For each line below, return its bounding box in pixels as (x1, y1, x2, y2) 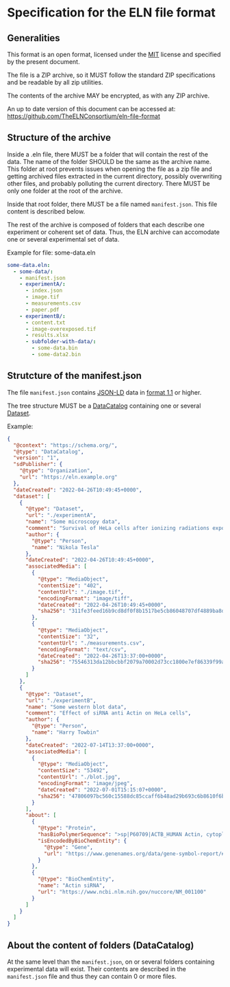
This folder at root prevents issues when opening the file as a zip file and (7, 165, 212, 173)
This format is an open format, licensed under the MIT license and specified (7, 50, 221, 58)
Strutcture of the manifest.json (7, 370, 142, 382)
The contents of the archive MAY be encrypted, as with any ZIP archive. (7, 91, 210, 100)
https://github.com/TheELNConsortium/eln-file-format (7, 112, 161, 120)
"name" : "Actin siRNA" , (37, 882, 106, 889)
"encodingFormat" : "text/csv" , (37, 646, 127, 653)
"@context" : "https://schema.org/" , (13, 441, 118, 449)
